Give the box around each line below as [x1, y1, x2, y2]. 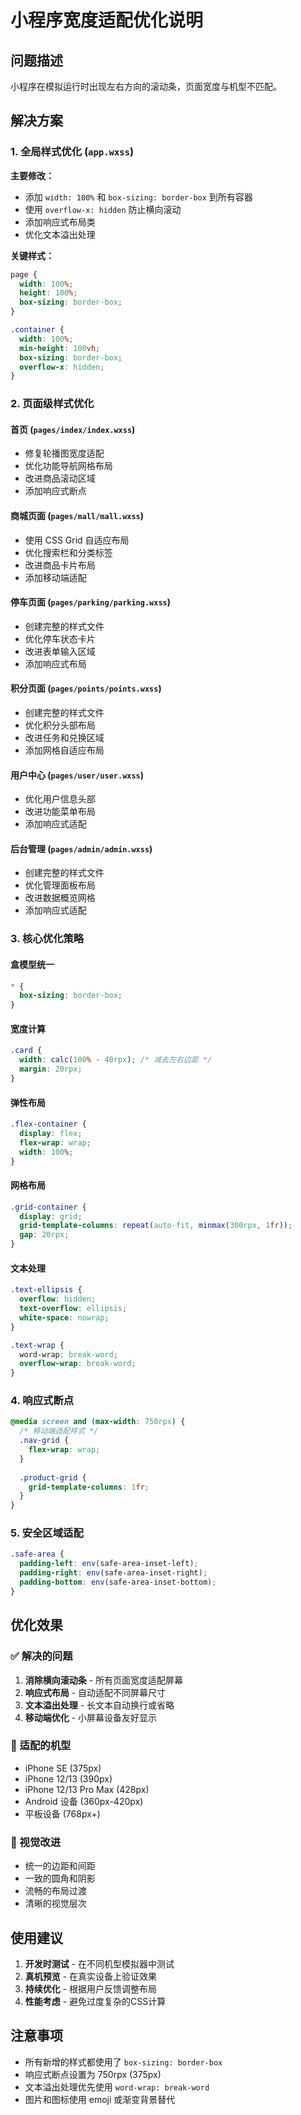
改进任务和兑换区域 [24, 732, 105, 744]
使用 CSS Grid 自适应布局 [24, 534, 130, 546]
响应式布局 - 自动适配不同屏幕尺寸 [24, 1686, 167, 1698]
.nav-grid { [19, 1436, 70, 1446]
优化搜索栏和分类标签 [24, 546, 113, 558]
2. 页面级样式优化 [10, 397, 95, 411]
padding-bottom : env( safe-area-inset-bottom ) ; [19, 1577, 217, 1588]
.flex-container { [10, 1119, 87, 1130]
